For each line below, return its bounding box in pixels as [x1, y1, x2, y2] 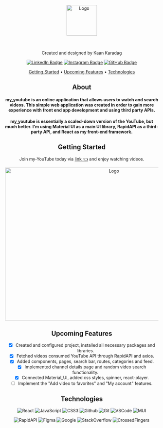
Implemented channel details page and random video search [24, 364, 146, 370]
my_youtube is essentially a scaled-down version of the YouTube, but [10, 118, 153, 124]
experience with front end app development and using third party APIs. [8, 107, 156, 113]
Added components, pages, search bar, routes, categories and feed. [17, 359, 154, 364]
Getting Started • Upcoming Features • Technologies [28, 69, 135, 75]
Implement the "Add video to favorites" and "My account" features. [18, 380, 153, 386]
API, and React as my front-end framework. [43, 129, 133, 135]
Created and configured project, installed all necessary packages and [15, 342, 155, 348]
